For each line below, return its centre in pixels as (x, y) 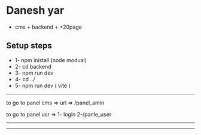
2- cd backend (33, 66)
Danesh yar (35, 10)
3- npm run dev (34, 73)
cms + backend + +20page (48, 27)
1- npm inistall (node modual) (51, 60)
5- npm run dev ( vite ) (42, 85)
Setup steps (29, 46)
